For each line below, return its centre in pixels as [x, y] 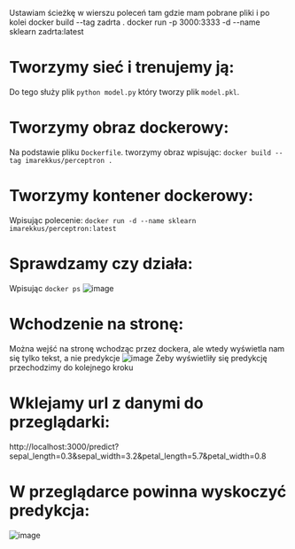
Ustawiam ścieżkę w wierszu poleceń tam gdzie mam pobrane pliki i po [140, 13]
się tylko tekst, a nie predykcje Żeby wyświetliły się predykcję [138, 358]
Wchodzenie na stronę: [97, 324]
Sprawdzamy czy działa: [101, 264]
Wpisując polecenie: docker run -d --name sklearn [103, 220]
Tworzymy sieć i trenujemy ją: [122, 68]
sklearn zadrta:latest [47, 31]
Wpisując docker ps [45, 288]
